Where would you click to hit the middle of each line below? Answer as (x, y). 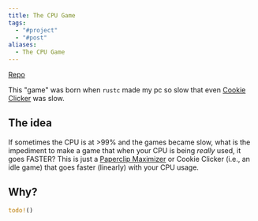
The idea (30, 123)
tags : (17, 23)
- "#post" (31, 37)
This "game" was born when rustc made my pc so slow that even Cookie (127, 90)
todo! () (21, 210)
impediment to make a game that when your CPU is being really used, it (125, 150)
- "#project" (37, 30)
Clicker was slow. (36, 98)
